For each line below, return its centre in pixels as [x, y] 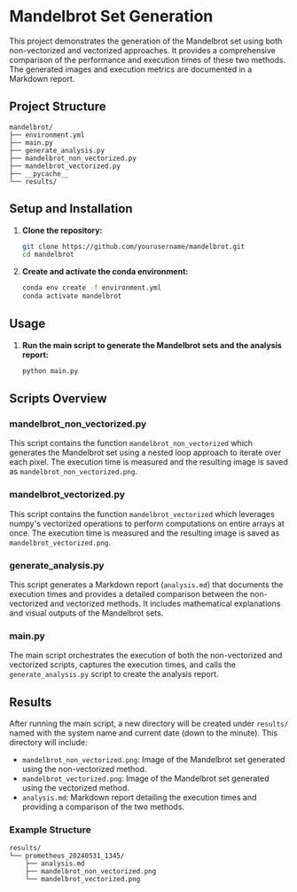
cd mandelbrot [48, 255]
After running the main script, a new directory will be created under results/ [149, 724]
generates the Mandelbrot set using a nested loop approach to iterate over [145, 453]
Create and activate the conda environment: [105, 272]
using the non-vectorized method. [84, 769]
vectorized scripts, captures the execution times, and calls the [123, 665]
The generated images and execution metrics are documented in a [131, 69]
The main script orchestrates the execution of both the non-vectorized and [146, 656]
